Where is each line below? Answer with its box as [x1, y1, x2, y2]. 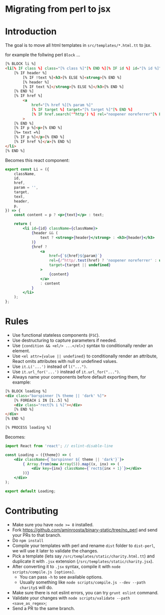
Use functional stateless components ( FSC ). [12, 332, 100, 338]
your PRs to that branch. [12, 532, 61, 538]
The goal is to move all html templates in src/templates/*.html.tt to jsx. [5, 42, 152, 48]
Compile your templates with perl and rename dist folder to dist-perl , [12, 543, 156, 549]
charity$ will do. [19, 584, 53, 590]
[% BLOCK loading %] [5, 388, 48, 393]
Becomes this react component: [5, 157, 70, 163]
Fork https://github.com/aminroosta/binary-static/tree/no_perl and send [12, 527, 158, 533]
